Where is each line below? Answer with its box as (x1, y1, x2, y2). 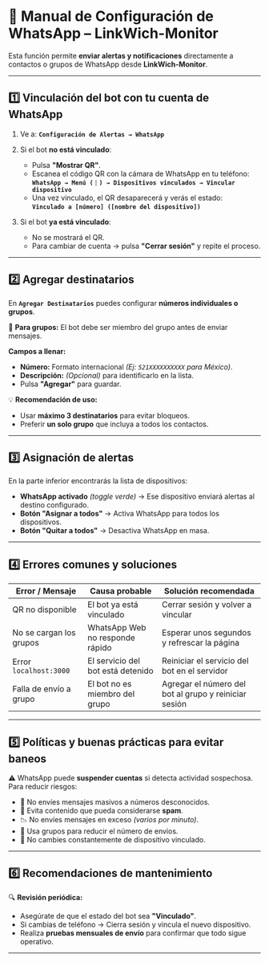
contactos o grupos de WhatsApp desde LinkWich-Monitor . (8, 59, 208, 69)
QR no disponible (12, 604, 78, 615)
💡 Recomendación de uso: (8, 394, 98, 404)
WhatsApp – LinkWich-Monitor (8, 24, 219, 43)
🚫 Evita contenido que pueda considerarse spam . (19, 806, 184, 815)
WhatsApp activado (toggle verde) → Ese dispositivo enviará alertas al (19, 491, 255, 501)
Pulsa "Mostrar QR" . (31, 160, 102, 169)
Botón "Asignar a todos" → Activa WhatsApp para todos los (19, 509, 220, 519)
